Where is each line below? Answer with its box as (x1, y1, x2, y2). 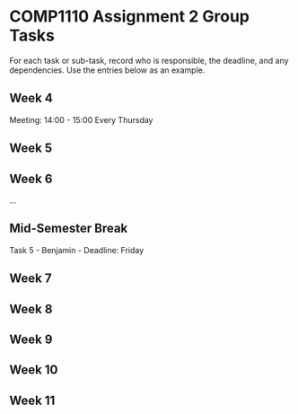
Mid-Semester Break (9, 221, 128, 236)
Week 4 (9, 91, 54, 106)
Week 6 (9, 171, 53, 186)
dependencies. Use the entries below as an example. (9, 65, 206, 75)
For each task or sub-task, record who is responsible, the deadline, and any (9, 55, 289, 66)
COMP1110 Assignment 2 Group (9, 6, 250, 27)
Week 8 (9, 301, 53, 316)
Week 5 (9, 141, 52, 156)
